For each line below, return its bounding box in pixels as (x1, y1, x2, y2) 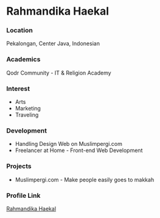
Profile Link (6, 191, 41, 200)
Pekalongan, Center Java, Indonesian (6, 40, 100, 47)
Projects (6, 162, 32, 170)
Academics (6, 55, 41, 64)
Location (6, 26, 33, 35)
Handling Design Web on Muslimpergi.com (15, 140, 123, 148)
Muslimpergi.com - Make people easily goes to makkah (15, 176, 155, 183)
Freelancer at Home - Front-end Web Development (15, 147, 143, 154)
